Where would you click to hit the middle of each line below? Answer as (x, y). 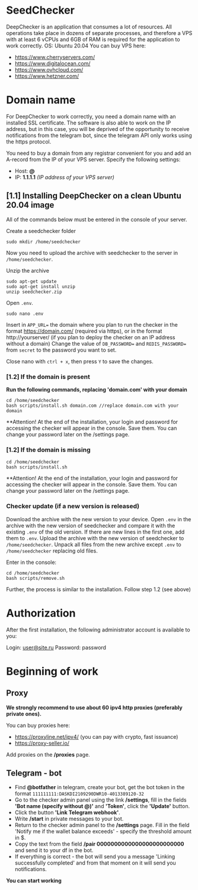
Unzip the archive (28, 270)
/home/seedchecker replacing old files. (52, 551)
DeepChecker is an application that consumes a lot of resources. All (89, 27)
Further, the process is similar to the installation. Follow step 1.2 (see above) (99, 589)
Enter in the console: (31, 562)
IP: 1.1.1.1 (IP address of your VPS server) (64, 177)
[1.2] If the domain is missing (48, 449)
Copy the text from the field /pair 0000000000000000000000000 (99, 844)
